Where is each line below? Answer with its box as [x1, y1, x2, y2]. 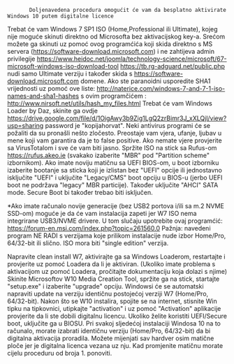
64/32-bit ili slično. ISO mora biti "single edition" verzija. [7, 239, 169, 247]
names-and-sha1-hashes [7, 92, 80, 100]
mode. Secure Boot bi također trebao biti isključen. [7, 189, 154, 196]
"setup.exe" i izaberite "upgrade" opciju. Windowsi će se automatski [7, 282, 204, 290]
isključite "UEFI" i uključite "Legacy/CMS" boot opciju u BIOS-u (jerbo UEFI [7, 173, 223, 182]
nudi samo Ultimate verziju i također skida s [7, 70, 133, 78]
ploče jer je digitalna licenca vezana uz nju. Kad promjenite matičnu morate [7, 342, 224, 349]
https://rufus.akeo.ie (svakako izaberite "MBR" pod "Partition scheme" [7, 151, 210, 159]
